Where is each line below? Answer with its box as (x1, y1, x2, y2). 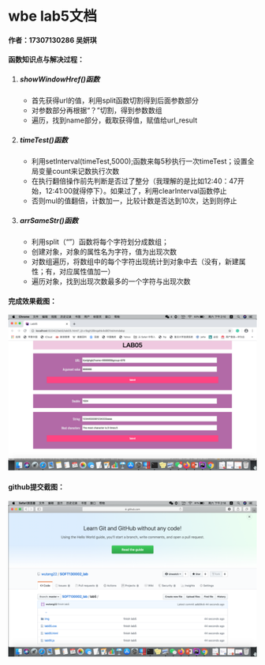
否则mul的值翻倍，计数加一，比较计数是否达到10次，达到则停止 (31, 196, 238, 206)
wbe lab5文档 (8, 7, 97, 25)
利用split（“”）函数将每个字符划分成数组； (31, 237, 170, 247)
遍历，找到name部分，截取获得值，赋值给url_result (31, 115, 198, 125)
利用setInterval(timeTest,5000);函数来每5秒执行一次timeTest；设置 (31, 157, 248, 166)
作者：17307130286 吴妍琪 (8, 35, 97, 44)
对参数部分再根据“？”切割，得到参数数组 (31, 106, 162, 115)
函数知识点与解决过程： (8, 55, 84, 64)
